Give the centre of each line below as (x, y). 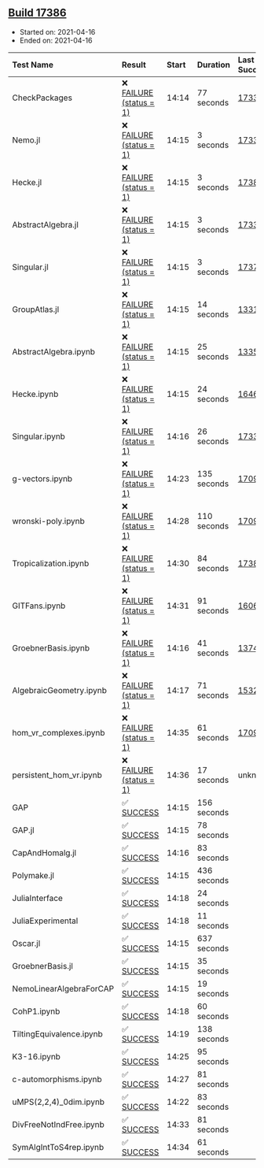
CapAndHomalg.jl (44, 852)
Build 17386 (37, 13)
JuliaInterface (37, 898)
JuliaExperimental (45, 921)
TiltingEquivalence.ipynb (58, 1033)
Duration (213, 65)
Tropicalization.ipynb (51, 563)
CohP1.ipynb (36, 1011)
